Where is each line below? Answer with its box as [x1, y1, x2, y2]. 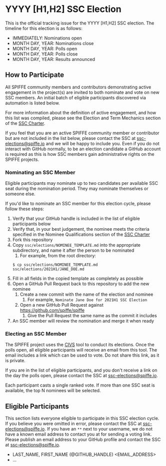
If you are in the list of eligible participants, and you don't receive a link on [5, 367, 157, 373]
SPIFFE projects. [5, 156, 39, 162]
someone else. [5, 191, 36, 197]
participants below [12, 221, 51, 227]
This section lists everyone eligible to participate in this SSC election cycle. [5, 416, 159, 422]
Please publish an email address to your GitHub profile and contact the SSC [5, 437, 161, 443]
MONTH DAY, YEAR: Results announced [12, 56, 95, 62]
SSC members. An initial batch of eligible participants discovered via [5, 94, 146, 100]
